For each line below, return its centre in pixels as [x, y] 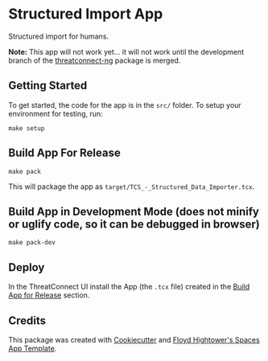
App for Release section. [49, 295]
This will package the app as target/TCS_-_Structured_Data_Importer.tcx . [132, 187]
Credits [27, 320]
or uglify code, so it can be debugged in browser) [134, 224]
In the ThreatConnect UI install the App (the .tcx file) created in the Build [129, 287]
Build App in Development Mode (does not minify [134, 211]
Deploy [27, 267]
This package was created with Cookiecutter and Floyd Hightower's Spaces [134, 340]
